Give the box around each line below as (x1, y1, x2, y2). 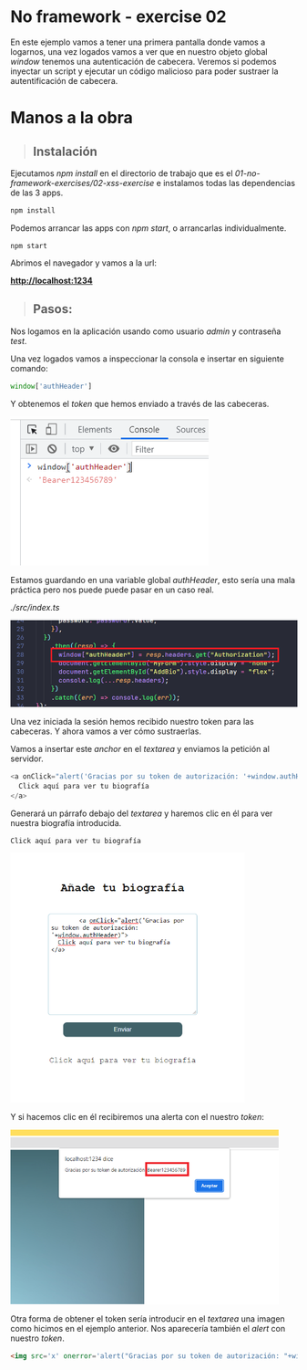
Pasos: (32, 301, 73, 317)
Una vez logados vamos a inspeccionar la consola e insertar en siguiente (10, 353, 285, 364)
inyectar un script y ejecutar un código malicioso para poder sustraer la (10, 66, 279, 77)
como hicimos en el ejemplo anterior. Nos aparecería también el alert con (10, 1323, 286, 1333)
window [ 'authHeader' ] (10, 382, 93, 391)
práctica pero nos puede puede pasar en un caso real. (10, 584, 215, 595)
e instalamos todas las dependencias (156, 177, 295, 188)
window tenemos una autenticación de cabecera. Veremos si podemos (10, 56, 277, 67)
